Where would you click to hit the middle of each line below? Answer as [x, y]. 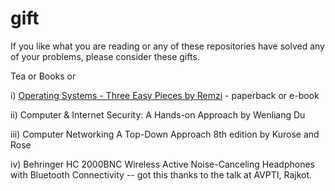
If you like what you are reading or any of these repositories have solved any [167, 46]
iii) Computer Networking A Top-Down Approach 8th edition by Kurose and [165, 134]
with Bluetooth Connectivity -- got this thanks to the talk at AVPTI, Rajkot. [161, 174]
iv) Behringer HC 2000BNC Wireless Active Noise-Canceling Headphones [163, 164]
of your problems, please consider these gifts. [105, 56]
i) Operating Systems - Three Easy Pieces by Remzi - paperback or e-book [165, 95]
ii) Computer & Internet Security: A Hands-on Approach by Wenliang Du [158, 114]
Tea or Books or [43, 76]
